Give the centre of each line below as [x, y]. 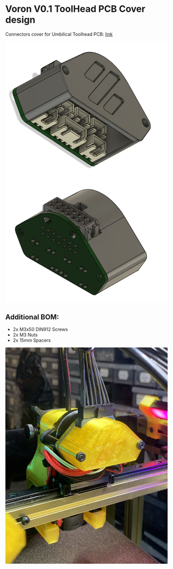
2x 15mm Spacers [32, 340]
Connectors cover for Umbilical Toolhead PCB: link [59, 34]
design [20, 20]
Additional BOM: [32, 317]
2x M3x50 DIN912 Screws [40, 329]
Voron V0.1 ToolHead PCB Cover [75, 9]
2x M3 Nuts [25, 335]
